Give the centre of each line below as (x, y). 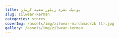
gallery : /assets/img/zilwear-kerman (44, 28)
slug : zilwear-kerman (28, 14)
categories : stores (25, 19)
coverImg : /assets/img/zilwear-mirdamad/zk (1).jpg (59, 23)
